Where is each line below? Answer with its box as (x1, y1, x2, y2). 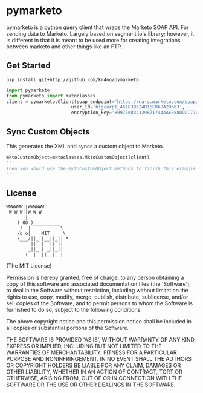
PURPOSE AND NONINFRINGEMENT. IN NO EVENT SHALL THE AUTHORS (6, 355, 192, 363)
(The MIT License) (6, 262, 53, 269)
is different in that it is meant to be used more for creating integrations (6, 36, 181, 44)
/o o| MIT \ (17, 231, 66, 237)
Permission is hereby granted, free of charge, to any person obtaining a (6, 274, 184, 282)
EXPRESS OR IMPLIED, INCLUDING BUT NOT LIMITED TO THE (6, 343, 162, 350)
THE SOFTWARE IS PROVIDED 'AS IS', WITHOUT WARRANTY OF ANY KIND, (6, 336, 196, 343)
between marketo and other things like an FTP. (6, 43, 123, 50)
